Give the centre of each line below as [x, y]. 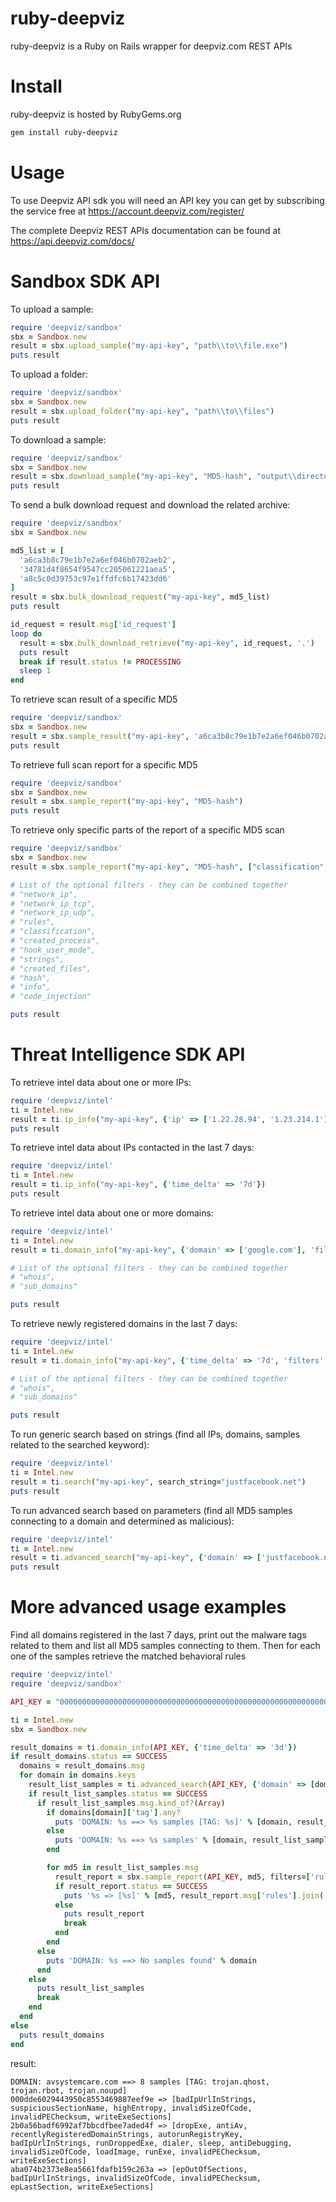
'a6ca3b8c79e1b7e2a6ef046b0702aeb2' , [98, 560]
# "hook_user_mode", [53, 950]
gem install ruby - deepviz [64, 132]
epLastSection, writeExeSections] [82, 2187]
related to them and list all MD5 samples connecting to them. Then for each [165, 1646]
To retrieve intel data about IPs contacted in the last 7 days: [132, 1148]
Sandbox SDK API [85, 281]
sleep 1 [35, 671]
